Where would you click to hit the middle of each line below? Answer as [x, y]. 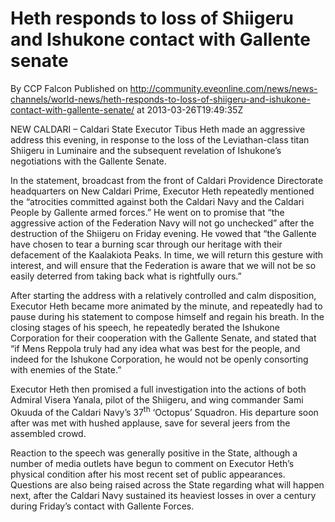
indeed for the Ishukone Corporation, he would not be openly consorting [159, 359]
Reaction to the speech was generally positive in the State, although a [154, 453]
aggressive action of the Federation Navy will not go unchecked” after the [162, 223]
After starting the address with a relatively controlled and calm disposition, [163, 295]
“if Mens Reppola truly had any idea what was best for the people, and [155, 348]
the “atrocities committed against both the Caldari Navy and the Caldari [157, 201]
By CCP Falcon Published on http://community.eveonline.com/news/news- [164, 88]
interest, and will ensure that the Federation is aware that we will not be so [163, 265]
